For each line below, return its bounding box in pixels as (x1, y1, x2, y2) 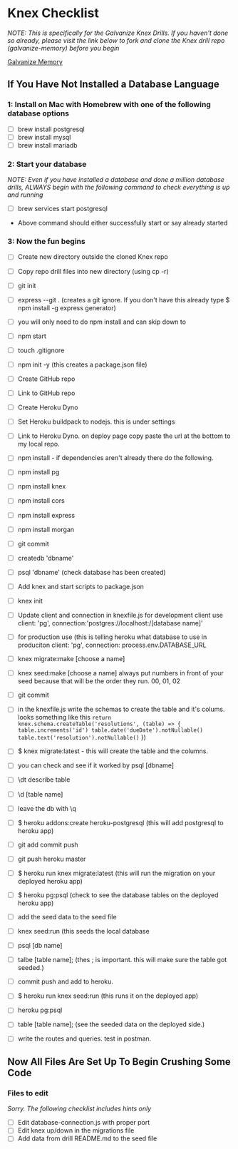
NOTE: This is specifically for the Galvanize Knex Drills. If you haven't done (7, 29, 229, 37)
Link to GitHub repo (17, 389, 76, 397)
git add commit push (17, 840, 78, 849)
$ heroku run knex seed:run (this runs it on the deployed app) (17, 991, 199, 1000)
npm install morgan (17, 525, 75, 533)
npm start (17, 332, 46, 340)
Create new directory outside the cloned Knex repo (17, 252, 169, 261)
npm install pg (17, 468, 60, 476)
